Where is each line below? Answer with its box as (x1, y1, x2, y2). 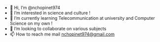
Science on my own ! (9, 20, 53, 26)
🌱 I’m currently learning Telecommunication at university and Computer (9, 15, 155, 21)
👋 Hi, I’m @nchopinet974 (9, 5, 61, 10)
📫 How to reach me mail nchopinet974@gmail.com (9, 31, 115, 37)
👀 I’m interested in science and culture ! (9, 10, 90, 16)
